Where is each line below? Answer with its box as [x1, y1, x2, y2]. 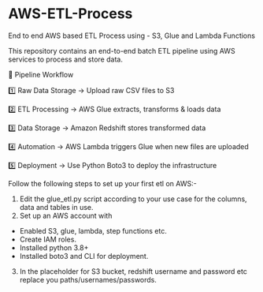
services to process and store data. [8, 54, 124, 64]
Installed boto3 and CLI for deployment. [19, 251, 149, 260]
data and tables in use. [19, 202, 94, 212]
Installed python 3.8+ [19, 242, 89, 253]
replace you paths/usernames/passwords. [19, 275, 157, 284]
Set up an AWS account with [19, 211, 113, 220]
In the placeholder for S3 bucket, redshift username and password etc [19, 266, 248, 276]
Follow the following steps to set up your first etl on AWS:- [8, 178, 197, 188]
